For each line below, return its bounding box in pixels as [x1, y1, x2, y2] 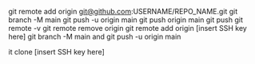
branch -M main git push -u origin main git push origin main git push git [8, 15, 244, 24]
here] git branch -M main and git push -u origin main [8, 32, 181, 41]
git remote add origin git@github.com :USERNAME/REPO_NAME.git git [8, 7, 238, 16]
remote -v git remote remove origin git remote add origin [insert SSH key [8, 24, 248, 32]
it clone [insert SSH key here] [8, 47, 106, 56]
